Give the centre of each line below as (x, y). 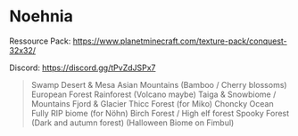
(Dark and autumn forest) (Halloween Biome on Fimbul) (132, 123)
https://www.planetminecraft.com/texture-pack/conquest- (180, 41)
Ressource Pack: (40, 41)
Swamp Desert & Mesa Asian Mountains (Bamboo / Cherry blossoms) (159, 84)
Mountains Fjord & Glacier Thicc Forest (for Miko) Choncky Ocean (152, 103)
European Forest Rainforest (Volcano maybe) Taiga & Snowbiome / (153, 94)
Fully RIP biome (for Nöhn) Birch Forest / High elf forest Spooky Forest (160, 113)
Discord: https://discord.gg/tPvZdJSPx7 (83, 68)
